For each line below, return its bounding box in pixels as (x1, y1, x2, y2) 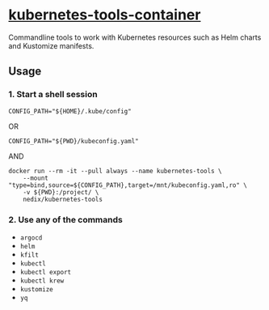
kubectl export (19, 268, 72, 276)
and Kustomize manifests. (8, 40, 95, 50)
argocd (19, 233, 43, 242)
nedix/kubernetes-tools (23, 195, 103, 203)
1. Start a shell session (8, 89, 99, 100)
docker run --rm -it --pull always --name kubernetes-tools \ (8, 167, 222, 175)
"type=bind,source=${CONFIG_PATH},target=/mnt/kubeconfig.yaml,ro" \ (8, 180, 248, 189)
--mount (23, 174, 48, 182)
